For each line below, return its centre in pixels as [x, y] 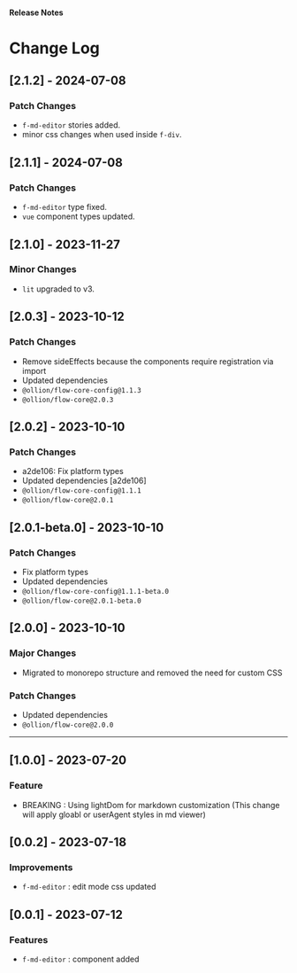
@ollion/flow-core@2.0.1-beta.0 [81, 601]
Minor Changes [43, 269]
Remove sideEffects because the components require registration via [148, 361]
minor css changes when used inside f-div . [102, 135]
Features [29, 939]
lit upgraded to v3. [58, 289]
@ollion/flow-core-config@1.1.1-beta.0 [95, 591]
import [34, 370]
